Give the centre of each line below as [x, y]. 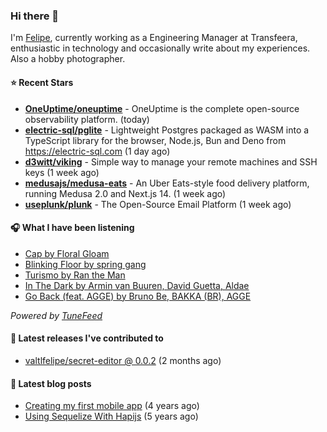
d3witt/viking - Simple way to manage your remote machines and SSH [171, 161]
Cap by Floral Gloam [67, 253]
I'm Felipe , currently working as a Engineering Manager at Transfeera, [154, 38]
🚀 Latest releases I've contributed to [87, 338]
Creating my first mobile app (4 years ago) [112, 406]
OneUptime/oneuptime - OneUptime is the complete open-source [162, 108]
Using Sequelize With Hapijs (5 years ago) [111, 416]
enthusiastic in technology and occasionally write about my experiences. [160, 48]
